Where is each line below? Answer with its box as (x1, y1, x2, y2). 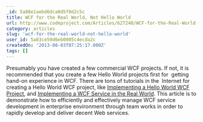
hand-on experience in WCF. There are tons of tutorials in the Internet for (6, 77, 190, 84)
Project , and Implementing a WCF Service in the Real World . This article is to (6, 90, 196, 97)
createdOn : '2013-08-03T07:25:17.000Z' (6, 43, 107, 49)
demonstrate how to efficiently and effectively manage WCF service (6, 96, 176, 103)
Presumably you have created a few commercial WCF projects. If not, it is (6, 64, 189, 72)
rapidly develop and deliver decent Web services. (6, 109, 130, 116)
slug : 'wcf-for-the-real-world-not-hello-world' (6, 31, 131, 37)
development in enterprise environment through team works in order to (6, 103, 183, 110)
